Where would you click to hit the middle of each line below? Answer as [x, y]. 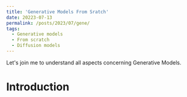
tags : [13, 29]
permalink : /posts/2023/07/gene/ [48, 23]
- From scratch [31, 40]
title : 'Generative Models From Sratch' [58, 12]
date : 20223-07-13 [29, 17]
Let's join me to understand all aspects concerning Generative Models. [94, 62]
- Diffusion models [36, 46]
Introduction [38, 87]
